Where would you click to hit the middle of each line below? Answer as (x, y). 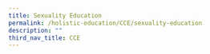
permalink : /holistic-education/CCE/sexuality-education (105, 23)
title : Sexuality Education (55, 15)
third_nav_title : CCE (44, 38)
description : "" (35, 30)
